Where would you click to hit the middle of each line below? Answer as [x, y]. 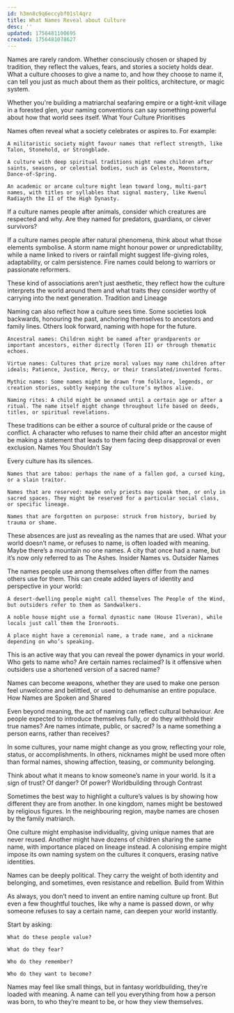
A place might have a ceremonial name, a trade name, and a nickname [110, 636]
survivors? [22, 227]
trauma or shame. [32, 523]
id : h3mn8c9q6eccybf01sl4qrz [49, 14]
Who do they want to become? [49, 974]
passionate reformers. [39, 270]
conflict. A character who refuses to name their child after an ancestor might [117, 433]
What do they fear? [36, 950]
